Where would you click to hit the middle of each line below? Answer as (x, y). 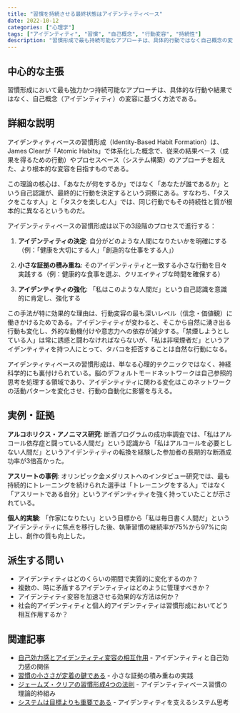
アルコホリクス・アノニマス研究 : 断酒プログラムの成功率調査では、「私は (114, 434)
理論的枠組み (36, 694)
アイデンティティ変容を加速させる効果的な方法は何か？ (99, 597)
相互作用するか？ (43, 615)
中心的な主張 (36, 71)
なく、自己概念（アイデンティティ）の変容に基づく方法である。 (107, 98)
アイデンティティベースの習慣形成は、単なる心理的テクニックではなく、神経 (119, 364)
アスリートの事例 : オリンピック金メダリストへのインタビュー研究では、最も (119, 476)
